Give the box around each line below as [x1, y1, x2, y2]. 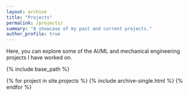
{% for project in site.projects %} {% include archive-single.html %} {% [6, 77, 184, 85]
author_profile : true [6, 31, 61, 37]
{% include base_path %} [6, 65, 70, 73]
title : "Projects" [6, 14, 52, 20]
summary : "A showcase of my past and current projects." [6, 25, 152, 32]
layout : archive [6, 8, 47, 15]
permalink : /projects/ [6, 20, 63, 26]
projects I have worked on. [6, 54, 72, 61]
